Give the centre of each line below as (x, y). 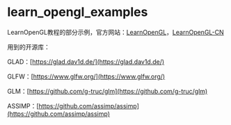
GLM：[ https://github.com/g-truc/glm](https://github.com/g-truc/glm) (107, 91)
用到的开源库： (29, 47)
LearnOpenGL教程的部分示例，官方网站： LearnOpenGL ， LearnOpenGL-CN (115, 32)
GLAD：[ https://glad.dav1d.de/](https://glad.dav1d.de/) (86, 61)
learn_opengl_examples (78, 12)
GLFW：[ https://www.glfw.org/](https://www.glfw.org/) (86, 76)
